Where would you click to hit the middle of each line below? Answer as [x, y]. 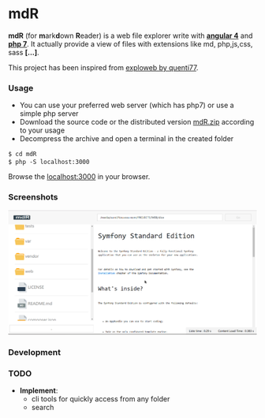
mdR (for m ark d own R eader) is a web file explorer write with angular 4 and [131, 35]
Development [35, 353]
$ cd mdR [22, 155]
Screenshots [33, 197]
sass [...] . [24, 52]
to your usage [42, 130]
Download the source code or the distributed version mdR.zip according [137, 122]
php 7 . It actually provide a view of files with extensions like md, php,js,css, [131, 43]
